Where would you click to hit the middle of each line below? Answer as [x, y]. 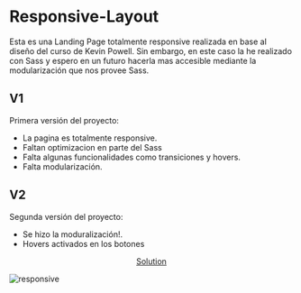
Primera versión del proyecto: [64, 120]
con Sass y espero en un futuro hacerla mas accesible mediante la [133, 60]
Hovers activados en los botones [83, 243]
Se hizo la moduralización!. [73, 234]
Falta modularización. [62, 166]
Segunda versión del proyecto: [66, 216]
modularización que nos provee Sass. [79, 70]
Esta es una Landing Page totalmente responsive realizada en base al [138, 41]
